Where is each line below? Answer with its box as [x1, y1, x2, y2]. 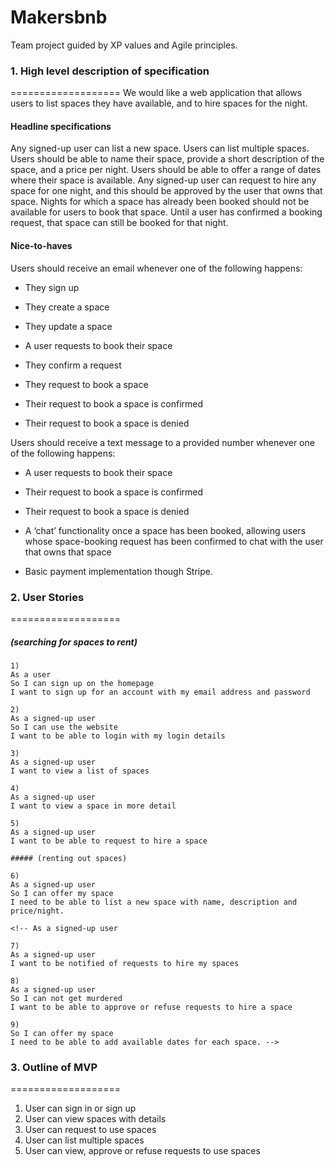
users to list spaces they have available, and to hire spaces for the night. [10, 97, 308, 110]
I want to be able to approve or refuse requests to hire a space [10, 1002, 293, 1012]
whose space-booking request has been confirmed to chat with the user [24, 535, 324, 547]
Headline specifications [10, 120, 112, 132]
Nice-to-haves [10, 240, 73, 252]
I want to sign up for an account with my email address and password [10, 687, 311, 697]
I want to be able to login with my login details [10, 731, 226, 741]
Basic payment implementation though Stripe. [24, 565, 214, 577]
